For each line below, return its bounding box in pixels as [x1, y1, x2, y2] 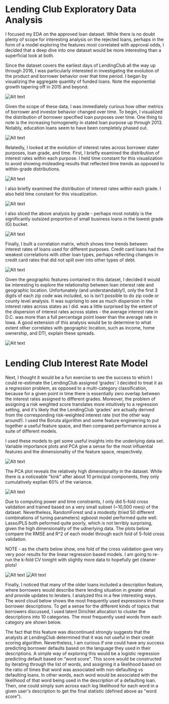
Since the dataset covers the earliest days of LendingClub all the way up [5, 62, 156, 68]
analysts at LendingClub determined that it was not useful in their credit [5, 634, 154, 640]
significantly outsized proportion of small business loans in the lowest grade [5, 216, 163, 222]
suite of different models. [5, 428, 58, 434]
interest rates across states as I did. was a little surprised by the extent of [5, 303, 157, 309]
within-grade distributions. [5, 166, 61, 172]
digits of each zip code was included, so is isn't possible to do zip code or [5, 292, 159, 299]
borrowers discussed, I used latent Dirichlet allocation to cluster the [5, 608, 146, 615]
